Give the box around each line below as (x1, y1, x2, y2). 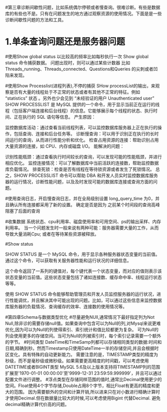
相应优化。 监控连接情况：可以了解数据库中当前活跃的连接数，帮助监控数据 (5, 160, 159, 166)
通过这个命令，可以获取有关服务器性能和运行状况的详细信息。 (5, 257, 132, 263)
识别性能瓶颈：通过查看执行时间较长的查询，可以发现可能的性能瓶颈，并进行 (5, 153, 162, 159)
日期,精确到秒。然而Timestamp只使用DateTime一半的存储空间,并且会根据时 (5, 345, 159, 351)
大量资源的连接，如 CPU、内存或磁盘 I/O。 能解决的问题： (5, 143, 124, 149)
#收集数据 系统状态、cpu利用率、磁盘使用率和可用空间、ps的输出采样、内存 (5, 218, 162, 224)
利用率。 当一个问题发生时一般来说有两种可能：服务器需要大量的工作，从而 (5, 225, 159, 231)
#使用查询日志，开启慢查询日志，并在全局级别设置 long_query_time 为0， (5, 195, 156, 201)
